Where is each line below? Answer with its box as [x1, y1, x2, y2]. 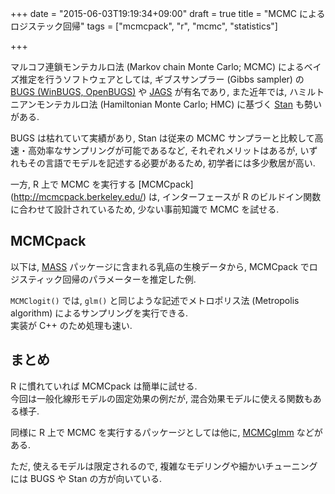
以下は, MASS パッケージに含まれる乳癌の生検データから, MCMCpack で [10, 260, 310, 272]
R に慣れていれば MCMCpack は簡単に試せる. [10, 380, 198, 392]
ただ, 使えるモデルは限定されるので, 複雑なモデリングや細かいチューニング [10, 460, 318, 472]
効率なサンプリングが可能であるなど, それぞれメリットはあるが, [36, 145, 298, 156]
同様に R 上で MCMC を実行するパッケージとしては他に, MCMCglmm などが [10, 426, 323, 438]
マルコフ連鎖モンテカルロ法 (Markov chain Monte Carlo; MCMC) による [10, 61, 305, 72]
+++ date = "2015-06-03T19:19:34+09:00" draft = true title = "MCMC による [10, 8, 326, 19]
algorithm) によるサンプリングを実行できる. [10, 307, 189, 319]
